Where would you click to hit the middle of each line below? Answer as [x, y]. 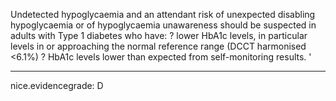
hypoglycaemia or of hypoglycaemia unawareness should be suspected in [163, 25]
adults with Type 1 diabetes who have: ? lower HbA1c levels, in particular [159, 35]
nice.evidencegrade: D [57, 85]
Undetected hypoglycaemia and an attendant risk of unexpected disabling [163, 14]
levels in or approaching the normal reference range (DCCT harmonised [158, 46]
